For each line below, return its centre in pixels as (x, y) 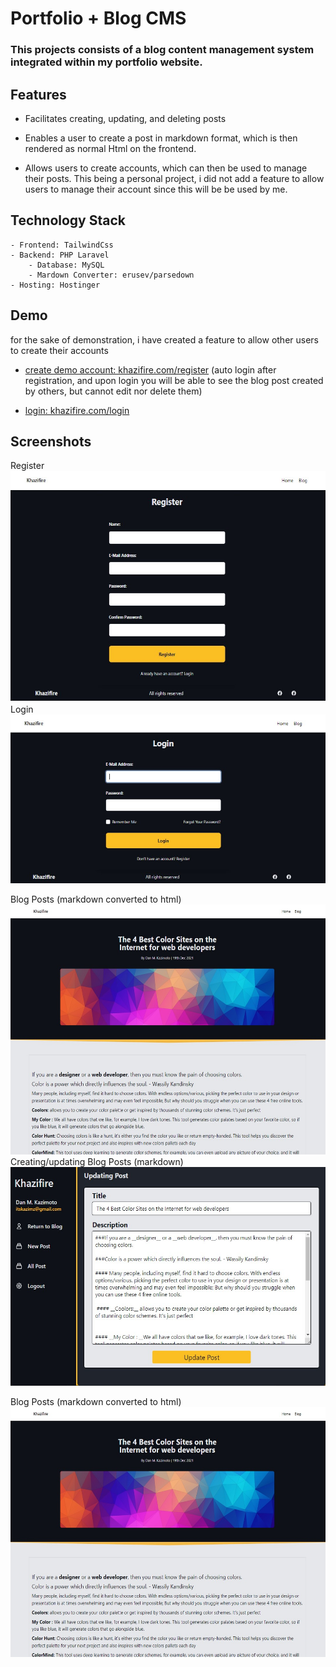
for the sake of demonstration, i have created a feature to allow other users (165, 339)
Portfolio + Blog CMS (98, 18)
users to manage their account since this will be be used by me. (156, 189)
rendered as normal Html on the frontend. (110, 148)
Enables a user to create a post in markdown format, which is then (161, 138)
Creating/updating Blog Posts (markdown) (97, 1162)
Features (38, 94)
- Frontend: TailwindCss (62, 245)
